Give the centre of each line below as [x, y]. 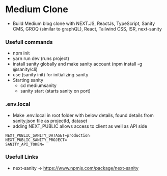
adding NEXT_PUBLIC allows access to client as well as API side [80, 126]
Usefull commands [29, 42]
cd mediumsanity [38, 85]
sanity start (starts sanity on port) [55, 91]
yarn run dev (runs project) [41, 58]
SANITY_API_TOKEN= [25, 144]
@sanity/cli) [25, 69]
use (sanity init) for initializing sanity [50, 75]
